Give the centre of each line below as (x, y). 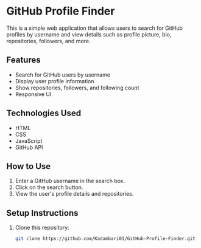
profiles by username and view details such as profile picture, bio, (89, 34)
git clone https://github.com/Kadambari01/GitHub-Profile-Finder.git (105, 239)
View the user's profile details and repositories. (74, 194)
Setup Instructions (42, 213)
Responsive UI (33, 94)
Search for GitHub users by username (63, 75)
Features (23, 60)
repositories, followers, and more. (48, 41)
